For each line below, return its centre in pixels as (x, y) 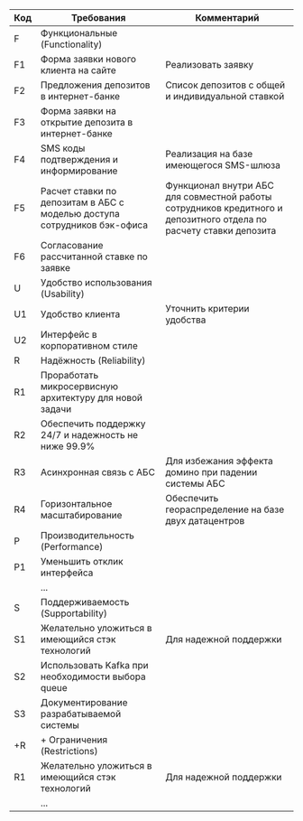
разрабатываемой (81, 714)
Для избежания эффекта (219, 461)
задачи (56, 409)
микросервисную (79, 386)
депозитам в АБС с (82, 202)
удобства (186, 320)
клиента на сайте (78, 70)
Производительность (87, 535)
